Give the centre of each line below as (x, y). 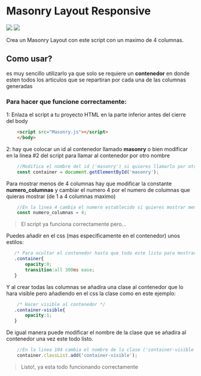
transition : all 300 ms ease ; (60, 270)
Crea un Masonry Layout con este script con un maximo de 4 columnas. (95, 40)
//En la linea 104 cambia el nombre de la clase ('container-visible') (108, 350)
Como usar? (29, 59)
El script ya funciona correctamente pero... (74, 224)
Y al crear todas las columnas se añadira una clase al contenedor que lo (95, 287)
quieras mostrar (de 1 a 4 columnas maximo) (61, 196)
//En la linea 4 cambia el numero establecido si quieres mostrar (101, 207)
